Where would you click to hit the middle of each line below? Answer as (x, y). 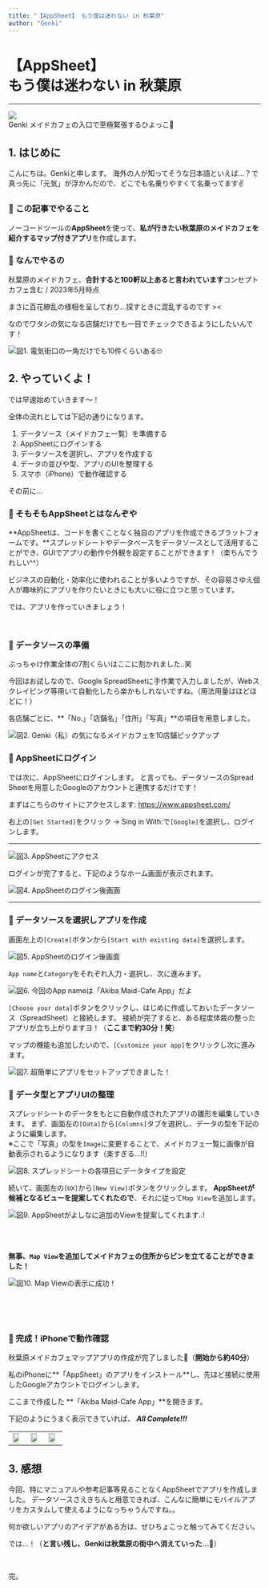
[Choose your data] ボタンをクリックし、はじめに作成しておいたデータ (125, 1008)
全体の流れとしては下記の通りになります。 (78, 416)
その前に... (26, 491)
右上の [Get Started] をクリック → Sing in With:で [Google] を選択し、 (121, 821)
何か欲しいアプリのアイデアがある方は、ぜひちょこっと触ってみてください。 (134, 1527)
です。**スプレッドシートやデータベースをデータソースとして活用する (137, 542)
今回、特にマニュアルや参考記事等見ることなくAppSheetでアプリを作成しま (133, 1489)
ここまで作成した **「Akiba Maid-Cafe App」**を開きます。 (108, 1402)
